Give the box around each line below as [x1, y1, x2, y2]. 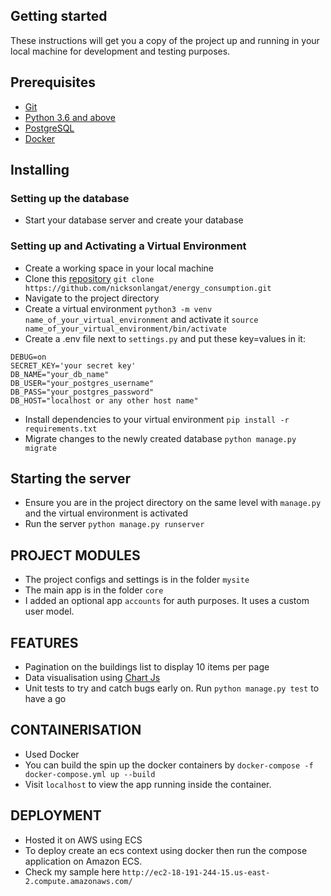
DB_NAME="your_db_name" [10, 369, 110, 379]
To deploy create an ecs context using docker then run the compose [24, 844, 308, 856]
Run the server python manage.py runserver [24, 518, 205, 530]
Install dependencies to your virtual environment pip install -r [24, 413, 290, 425]
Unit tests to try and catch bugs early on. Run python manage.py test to [24, 682, 320, 694]
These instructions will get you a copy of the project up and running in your [10, 34, 320, 46]
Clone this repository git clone [24, 272, 155, 284]
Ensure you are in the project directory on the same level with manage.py [24, 497, 322, 509]
